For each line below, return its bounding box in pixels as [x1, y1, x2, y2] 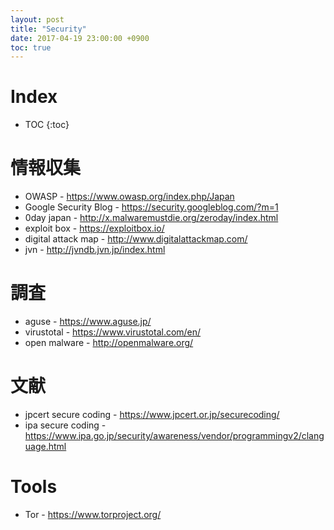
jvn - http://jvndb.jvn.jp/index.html [24, 244, 166, 256]
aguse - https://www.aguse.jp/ [24, 316, 152, 328]
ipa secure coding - [24, 419, 107, 431]
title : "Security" [10, 24, 87, 34]
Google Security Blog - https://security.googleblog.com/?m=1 [24, 201, 279, 213]
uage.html [24, 441, 67, 452]
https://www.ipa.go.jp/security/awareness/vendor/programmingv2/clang [24, 430, 325, 441]
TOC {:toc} [24, 119, 70, 131]
